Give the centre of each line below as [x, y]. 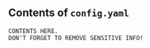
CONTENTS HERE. [33, 31]
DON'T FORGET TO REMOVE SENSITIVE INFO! [76, 38]
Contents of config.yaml [69, 13]
